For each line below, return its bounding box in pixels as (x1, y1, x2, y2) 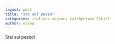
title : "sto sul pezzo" (5, 12, 55, 17)
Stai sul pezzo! (5, 34, 36, 40)
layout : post (5, 7, 32, 12)
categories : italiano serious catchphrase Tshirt (5, 16, 111, 21)
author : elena (5, 21, 35, 26)
